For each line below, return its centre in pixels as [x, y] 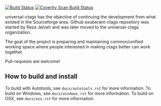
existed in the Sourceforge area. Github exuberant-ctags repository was [77, 22]
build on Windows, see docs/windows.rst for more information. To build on [80, 93]
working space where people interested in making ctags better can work [78, 47]
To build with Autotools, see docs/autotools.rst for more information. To [78, 88]
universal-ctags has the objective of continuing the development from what [80, 17]
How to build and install [41, 77]
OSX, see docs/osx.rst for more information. [50, 98]
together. [14, 52]
